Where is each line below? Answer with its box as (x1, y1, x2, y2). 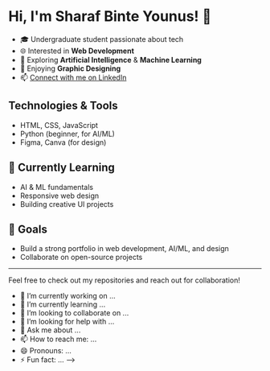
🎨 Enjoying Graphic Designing (19, 64, 121, 73)
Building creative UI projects (19, 199, 114, 208)
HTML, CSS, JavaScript (19, 120, 99, 130)
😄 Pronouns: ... (19, 346, 72, 356)
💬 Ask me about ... (19, 325, 81, 335)
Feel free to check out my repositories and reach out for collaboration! (8, 275, 241, 285)
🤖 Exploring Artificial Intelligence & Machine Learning (19, 55, 202, 64)
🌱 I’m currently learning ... (19, 299, 106, 309)
